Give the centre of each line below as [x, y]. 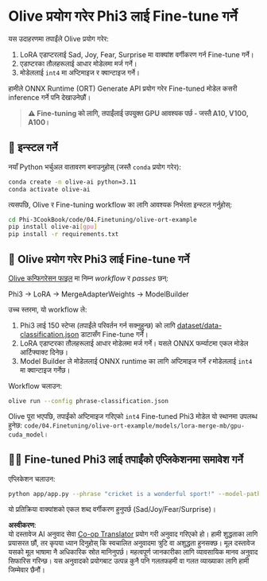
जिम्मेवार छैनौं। [27, 569]
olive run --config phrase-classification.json [89, 401]
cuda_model [26, 435]
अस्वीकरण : [23, 525]
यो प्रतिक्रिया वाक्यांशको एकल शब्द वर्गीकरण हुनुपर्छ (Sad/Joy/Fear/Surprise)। [112, 509]
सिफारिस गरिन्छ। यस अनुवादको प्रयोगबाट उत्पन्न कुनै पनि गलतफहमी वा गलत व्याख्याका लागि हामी [129, 560]
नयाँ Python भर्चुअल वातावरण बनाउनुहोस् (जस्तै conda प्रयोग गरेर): [95, 167]
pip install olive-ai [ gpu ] [53, 227]
